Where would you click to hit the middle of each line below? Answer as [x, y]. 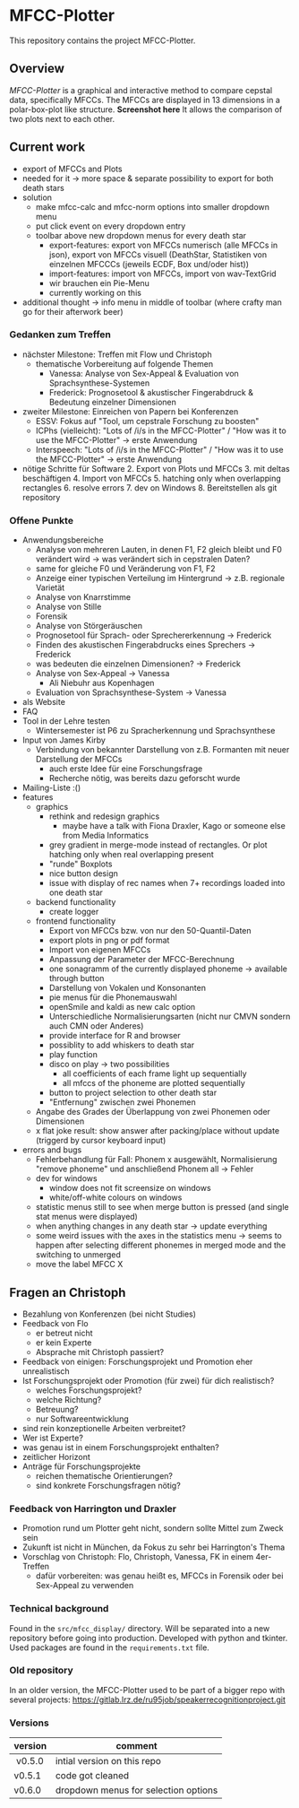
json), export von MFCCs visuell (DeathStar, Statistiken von [158, 254]
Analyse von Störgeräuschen [89, 626]
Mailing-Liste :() [51, 788]
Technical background [59, 1609]
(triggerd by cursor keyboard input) [101, 1141]
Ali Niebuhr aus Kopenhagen [102, 683]
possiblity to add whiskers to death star [122, 1045]
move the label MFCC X [79, 1265]
